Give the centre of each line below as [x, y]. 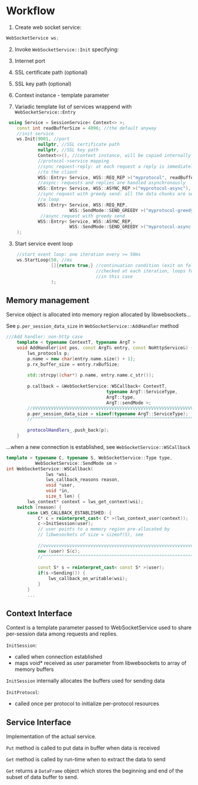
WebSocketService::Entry [45, 112]
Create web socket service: [48, 27]
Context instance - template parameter [62, 95]
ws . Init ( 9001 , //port [43, 139]
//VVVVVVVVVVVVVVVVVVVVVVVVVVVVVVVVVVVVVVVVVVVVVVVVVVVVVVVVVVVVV [110, 408]
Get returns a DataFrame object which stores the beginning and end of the [95, 771]
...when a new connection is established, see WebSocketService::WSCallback [98, 447]
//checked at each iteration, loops [141, 271]
